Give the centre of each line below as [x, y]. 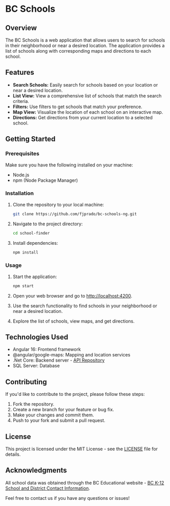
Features [20, 72]
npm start [23, 286]
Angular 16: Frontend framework [47, 349]
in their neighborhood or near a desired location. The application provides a [85, 46]
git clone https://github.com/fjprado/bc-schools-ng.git [75, 214]
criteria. [21, 101]
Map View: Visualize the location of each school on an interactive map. [88, 112]
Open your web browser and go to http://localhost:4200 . [72, 296]
